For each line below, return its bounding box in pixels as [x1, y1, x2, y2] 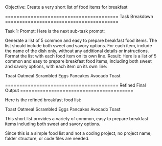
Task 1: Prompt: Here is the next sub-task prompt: [5, 28, 105, 34]
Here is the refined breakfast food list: [5, 97, 82, 103]
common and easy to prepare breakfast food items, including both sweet [5, 58, 152, 64]
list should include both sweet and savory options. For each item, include [5, 43, 153, 48]
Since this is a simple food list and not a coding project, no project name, [5, 130, 152, 136]
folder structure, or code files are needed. [5, 136, 90, 141]
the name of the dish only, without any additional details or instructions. [5, 48, 149, 54]
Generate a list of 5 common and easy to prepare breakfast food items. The [5, 37, 158, 43]
